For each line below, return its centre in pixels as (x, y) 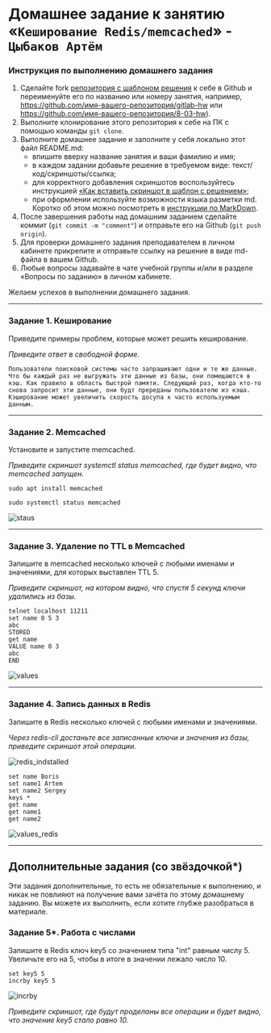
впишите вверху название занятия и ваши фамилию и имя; (134, 157)
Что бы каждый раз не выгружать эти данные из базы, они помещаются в (129, 376)
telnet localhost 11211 (48, 611)
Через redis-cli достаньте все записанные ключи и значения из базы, (129, 737)
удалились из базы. (42, 596)
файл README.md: (52, 148)
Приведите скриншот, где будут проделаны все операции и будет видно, (135, 1011)
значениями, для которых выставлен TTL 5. (84, 572)
